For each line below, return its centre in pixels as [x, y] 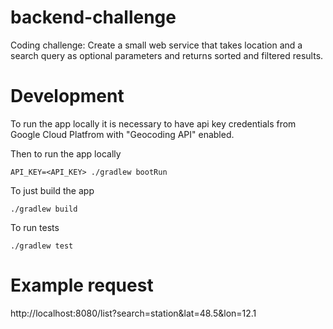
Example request [82, 285]
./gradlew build [44, 209]
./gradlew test [42, 246]
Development [67, 96]
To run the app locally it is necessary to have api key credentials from [153, 123]
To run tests [35, 227]
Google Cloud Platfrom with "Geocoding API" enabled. [122, 134]
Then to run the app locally [66, 153]
